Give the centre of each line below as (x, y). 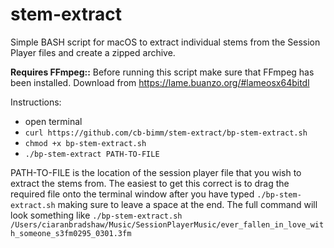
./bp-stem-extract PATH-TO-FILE (92, 154)
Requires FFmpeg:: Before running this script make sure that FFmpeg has (162, 72)
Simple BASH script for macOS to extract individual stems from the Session (165, 42)
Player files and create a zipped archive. (93, 52)
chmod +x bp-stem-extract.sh (85, 143)
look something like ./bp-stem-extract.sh (96, 215)
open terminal (53, 121)
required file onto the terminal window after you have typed (132, 194)
